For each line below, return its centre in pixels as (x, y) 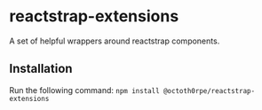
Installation (41, 69)
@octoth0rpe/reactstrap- (209, 90)
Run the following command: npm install (84, 90)
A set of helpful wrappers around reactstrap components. (115, 41)
